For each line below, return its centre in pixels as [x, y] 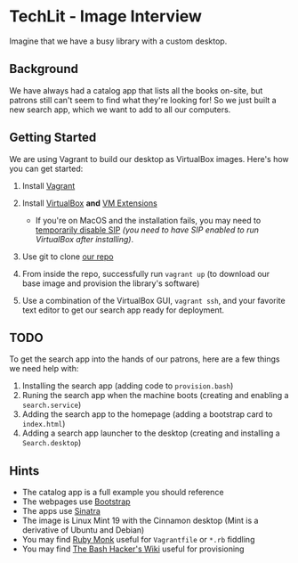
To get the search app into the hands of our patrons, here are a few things [145, 359]
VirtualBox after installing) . [85, 239]
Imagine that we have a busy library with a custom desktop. [118, 41]
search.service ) [52, 405]
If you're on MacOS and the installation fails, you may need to [148, 220]
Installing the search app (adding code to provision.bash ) [128, 386]
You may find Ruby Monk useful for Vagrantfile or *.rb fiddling [138, 540]
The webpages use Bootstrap [76, 502]
